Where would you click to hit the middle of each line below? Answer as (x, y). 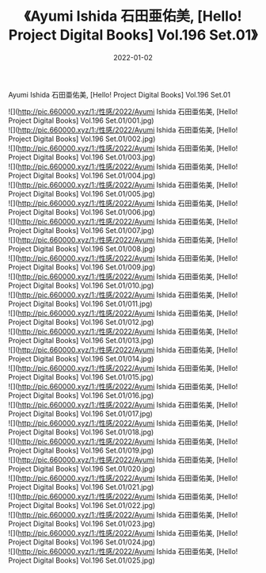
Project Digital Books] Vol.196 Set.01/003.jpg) (82, 157)
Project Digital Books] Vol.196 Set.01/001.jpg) (81, 120)
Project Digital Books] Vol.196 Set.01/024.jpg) (82, 542)
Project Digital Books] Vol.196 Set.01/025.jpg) (82, 560)
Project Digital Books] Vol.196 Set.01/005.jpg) (82, 193)
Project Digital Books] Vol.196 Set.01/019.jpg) (81, 450)
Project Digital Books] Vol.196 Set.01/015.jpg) (81, 376)
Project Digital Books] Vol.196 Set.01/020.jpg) (82, 468)
